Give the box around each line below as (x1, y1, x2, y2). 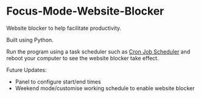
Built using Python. (6, 36, 54, 43)
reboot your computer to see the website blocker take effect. (6, 54, 159, 61)
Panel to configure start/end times (15, 78, 102, 85)
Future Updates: (6, 66, 47, 74)
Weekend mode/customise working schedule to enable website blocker (15, 84, 195, 92)
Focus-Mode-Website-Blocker (6, 4, 164, 18)
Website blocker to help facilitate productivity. (6, 24, 122, 32)
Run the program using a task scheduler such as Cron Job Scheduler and (6, 47, 191, 55)
